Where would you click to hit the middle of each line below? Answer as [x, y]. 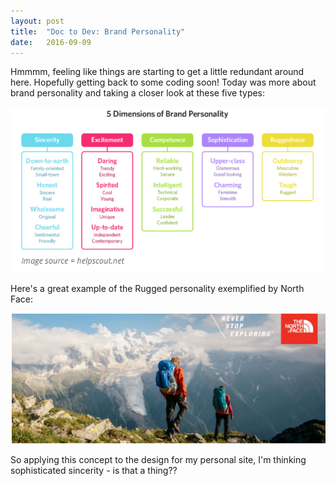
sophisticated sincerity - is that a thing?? [94, 470]
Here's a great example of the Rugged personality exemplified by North [157, 288]
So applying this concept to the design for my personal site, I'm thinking [158, 459]
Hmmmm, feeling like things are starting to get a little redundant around [157, 72]
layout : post [37, 21]
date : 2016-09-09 [51, 42]
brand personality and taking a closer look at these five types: [138, 93]
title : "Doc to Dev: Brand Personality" [98, 31]
